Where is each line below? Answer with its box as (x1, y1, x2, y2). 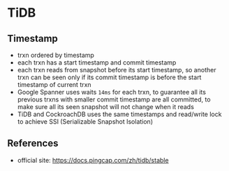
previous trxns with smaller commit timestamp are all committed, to (17, 95, 211, 104)
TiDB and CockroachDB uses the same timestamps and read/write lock (17, 110, 222, 118)
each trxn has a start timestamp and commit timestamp (17, 58, 177, 67)
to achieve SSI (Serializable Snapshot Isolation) (17, 117, 154, 126)
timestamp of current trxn (17, 81, 92, 88)
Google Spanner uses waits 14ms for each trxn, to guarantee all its (17, 88, 206, 96)
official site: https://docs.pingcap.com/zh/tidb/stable (17, 156, 169, 164)
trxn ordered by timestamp (17, 51, 94, 59)
